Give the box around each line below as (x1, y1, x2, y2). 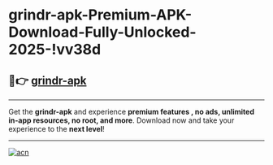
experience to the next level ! (8, 124, 106, 133)
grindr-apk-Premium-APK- (8, 6, 193, 24)
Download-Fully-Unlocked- (8, 23, 197, 41)
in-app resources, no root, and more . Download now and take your (8, 115, 235, 125)
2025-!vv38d (8, 41, 102, 59)
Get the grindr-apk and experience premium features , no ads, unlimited (8, 107, 254, 116)
